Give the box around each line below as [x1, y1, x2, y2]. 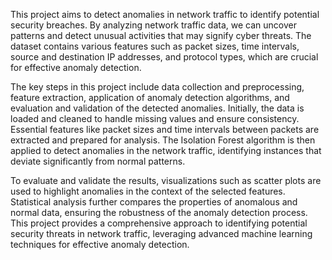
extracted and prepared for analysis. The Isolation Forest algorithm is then [10, 134, 316, 146]
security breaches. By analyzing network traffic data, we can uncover [10, 19, 297, 31]
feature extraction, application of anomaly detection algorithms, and [10, 92, 290, 103]
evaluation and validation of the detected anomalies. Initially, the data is [10, 102, 305, 114]
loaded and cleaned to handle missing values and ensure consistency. [10, 113, 300, 124]
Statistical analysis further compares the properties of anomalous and [10, 196, 298, 208]
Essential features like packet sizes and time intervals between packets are [10, 124, 320, 135]
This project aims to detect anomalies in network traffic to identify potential [10, 9, 320, 20]
